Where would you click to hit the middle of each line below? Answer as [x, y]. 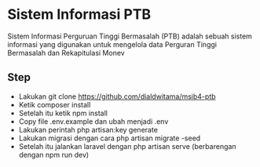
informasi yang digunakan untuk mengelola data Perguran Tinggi [112, 44]
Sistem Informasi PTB [79, 15]
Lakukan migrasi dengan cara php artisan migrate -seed [110, 138]
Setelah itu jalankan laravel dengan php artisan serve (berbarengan [127, 146]
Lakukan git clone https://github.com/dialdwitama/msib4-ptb [117, 96]
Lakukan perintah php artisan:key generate [88, 129]
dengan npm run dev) [54, 154]
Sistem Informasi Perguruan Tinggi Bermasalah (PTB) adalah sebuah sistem [130, 36]
